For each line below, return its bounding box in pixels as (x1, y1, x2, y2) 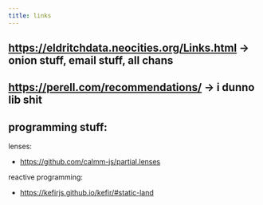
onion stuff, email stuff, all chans (8, 53, 174, 68)
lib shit (8, 93, 42, 107)
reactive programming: (8, 172, 84, 182)
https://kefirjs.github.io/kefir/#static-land (19, 188, 154, 198)
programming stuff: (8, 120, 108, 134)
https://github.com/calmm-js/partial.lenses (19, 157, 161, 167)
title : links (8, 11, 52, 20)
